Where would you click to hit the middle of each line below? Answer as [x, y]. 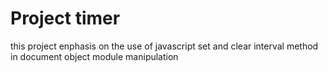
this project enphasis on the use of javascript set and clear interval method [164, 46]
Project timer [65, 18]
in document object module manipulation [94, 56]
